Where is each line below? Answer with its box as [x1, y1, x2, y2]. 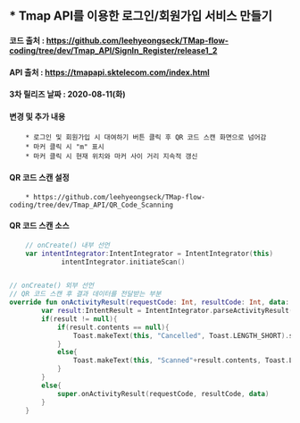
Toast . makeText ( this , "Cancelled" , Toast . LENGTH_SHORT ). [72, 331, 290, 340]
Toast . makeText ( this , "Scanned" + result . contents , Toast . [72, 356, 290, 365]
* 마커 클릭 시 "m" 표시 [25, 142, 104, 152]
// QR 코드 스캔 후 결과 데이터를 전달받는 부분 [9, 290, 162, 299]
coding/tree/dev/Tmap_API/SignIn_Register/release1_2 [9, 45, 218, 55]
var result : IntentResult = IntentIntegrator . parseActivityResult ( [41, 307, 294, 316]
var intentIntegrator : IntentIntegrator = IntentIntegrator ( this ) [25, 249, 274, 258]
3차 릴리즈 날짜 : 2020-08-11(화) [9, 89, 126, 100]
